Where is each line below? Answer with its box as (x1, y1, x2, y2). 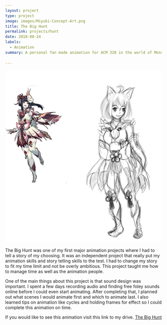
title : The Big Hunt (5, 24, 48, 29)
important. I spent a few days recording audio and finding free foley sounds (5, 283, 160, 289)
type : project (5, 13, 35, 18)
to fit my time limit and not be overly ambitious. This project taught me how (5, 263, 159, 269)
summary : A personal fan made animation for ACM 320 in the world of (5, 50, 153, 55)
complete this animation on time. (5, 304, 72, 311)
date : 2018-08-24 (5, 34, 41, 39)
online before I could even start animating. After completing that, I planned (5, 289, 158, 295)
